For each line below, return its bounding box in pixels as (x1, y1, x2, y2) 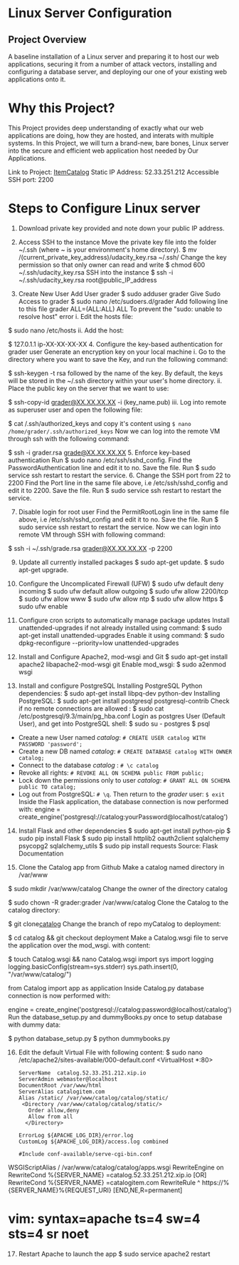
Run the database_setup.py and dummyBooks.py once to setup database (8, 1012, 223, 1021)
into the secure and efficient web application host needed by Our (8, 146, 198, 155)
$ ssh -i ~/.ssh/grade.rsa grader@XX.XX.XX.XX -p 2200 (8, 544, 173, 552)
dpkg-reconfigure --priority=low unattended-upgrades (18, 639, 179, 647)
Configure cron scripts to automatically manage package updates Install (18, 616, 230, 624)
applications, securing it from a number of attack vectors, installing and (8, 60, 218, 68)
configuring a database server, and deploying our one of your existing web (8, 68, 227, 76)
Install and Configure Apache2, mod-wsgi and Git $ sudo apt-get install (18, 652, 228, 661)
